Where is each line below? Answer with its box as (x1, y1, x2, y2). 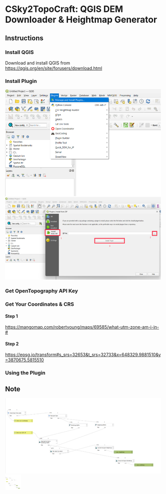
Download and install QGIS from (5, 60, 70, 66)
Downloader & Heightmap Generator (5, 14, 157, 25)
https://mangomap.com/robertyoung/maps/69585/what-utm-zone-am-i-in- (5, 324, 160, 330)
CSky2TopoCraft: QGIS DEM (5, 3, 124, 15)
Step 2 (5, 341, 19, 347)
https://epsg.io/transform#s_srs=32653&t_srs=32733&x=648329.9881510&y (5, 352, 161, 358)
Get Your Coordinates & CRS (5, 300, 74, 307)
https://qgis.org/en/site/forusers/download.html (5, 65, 102, 71)
